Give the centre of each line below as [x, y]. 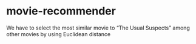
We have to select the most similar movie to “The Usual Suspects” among [98, 28]
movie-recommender [61, 11]
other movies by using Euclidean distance [59, 34]
